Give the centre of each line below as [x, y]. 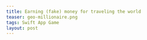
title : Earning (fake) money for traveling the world [74, 11]
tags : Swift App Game [33, 22]
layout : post [22, 28]
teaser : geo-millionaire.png [42, 17]
